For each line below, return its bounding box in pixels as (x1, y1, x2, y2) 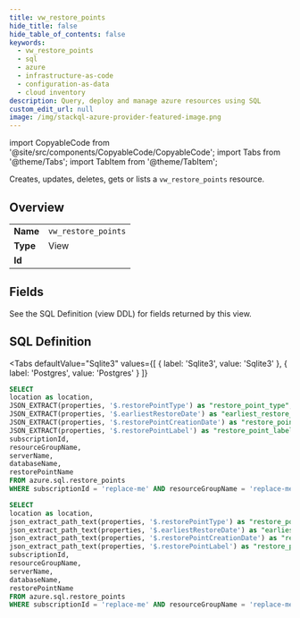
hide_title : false (9, 21, 78, 30)
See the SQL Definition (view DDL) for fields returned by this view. (9, 308, 252, 318)
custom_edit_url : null (9, 105, 94, 114)
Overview (9, 199, 65, 215)
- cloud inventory (17, 88, 87, 97)
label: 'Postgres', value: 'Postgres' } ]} (9, 368, 148, 378)
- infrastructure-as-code (17, 72, 114, 80)
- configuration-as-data (17, 80, 110, 89)
